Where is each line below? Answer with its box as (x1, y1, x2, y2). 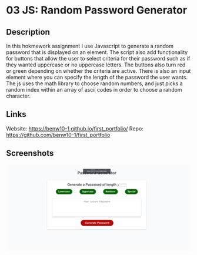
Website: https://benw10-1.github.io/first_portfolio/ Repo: (6, 125, 144, 132)
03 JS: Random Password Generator (6, 4, 187, 17)
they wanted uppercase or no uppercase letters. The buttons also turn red (6, 61, 186, 68)
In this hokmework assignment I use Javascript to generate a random (6, 42, 173, 49)
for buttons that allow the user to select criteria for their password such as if (6, 55, 191, 62)
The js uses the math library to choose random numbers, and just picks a (6, 80, 183, 87)
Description (6, 27, 50, 37)
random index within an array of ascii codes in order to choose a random (6, 86, 182, 93)
